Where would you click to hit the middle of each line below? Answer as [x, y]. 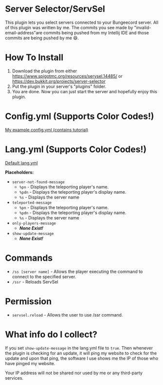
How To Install [34, 58]
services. [14, 378]
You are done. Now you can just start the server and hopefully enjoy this [84, 91]
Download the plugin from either [45, 71]
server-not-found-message [38, 182]
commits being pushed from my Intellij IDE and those [96, 33]
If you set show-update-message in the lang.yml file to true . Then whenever [79, 348]
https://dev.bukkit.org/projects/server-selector [59, 81]
